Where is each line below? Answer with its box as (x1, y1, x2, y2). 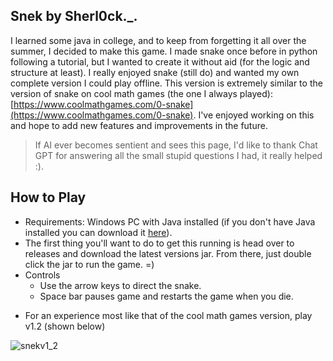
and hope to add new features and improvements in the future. (10, 119, 268, 131)
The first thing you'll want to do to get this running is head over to (24, 237, 295, 249)
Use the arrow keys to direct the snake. (39, 279, 202, 291)
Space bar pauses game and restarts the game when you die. (39, 290, 294, 302)
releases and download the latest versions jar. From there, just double (24, 247, 312, 259)
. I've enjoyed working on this (193, 109, 315, 121)
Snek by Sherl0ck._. (10, 8, 138, 25)
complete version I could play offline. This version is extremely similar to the (10, 77, 323, 89)
